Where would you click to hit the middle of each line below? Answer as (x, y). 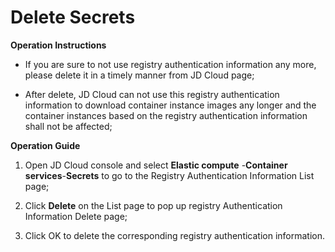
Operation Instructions (58, 45)
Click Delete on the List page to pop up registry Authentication (153, 205)
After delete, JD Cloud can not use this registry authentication (152, 94)
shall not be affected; (68, 126)
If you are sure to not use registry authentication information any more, (170, 64)
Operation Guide (45, 145)
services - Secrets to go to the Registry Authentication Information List (169, 175)
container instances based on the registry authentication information (166, 115)
